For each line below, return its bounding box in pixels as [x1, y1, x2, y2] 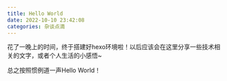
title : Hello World [7, 10, 63, 17]
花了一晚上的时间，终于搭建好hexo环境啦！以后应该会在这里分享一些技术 [7, 43, 215, 51]
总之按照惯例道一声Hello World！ [7, 66, 101, 75]
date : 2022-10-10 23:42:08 [7, 17, 85, 24]
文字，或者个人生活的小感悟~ [19, 51, 102, 60]
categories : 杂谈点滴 [7, 23, 66, 30]
